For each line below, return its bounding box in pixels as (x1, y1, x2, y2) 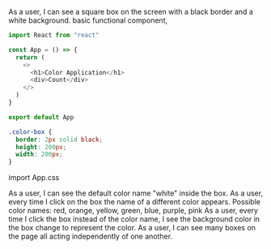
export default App (8, 113, 74, 121)
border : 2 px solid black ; (15, 135, 104, 144)
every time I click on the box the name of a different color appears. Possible (8, 197, 261, 207)
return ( (15, 53, 45, 62)
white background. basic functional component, (8, 15, 168, 25)
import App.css (8, 173, 60, 182)
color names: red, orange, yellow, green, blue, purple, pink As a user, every (8, 206, 259, 216)
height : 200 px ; (15, 143, 67, 151)
